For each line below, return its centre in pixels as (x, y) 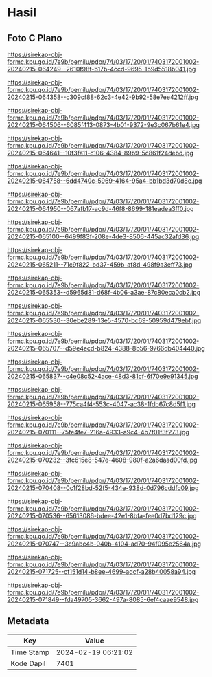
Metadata (28, 621)
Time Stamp (30, 652)
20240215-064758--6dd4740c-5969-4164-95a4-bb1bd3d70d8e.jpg (105, 181)
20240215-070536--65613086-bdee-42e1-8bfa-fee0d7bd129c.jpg (102, 516)
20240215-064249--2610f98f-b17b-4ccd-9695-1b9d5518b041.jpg (102, 69)
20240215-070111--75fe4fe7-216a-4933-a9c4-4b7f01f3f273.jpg (98, 432)
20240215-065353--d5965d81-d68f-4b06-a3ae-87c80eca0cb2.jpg (104, 292)
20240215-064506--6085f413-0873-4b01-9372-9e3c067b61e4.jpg (104, 125)
